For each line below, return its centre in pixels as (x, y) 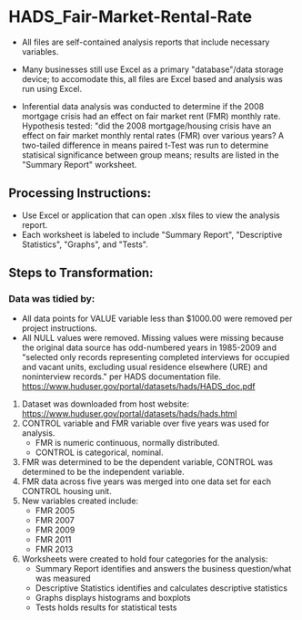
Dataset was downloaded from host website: (106, 404)
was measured (63, 579)
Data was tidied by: (52, 299)
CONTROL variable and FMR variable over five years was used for (146, 424)
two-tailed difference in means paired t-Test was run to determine (145, 145)
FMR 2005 (55, 511)
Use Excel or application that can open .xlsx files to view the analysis (151, 215)
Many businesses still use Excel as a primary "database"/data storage (152, 69)
